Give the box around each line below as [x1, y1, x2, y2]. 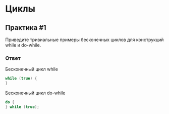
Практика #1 [5, 23, 46, 32]
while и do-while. [5, 42, 41, 48]
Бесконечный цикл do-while [5, 90, 66, 96]
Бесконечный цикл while [5, 66, 58, 72]
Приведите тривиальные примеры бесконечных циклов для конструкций [5, 36, 164, 43]
